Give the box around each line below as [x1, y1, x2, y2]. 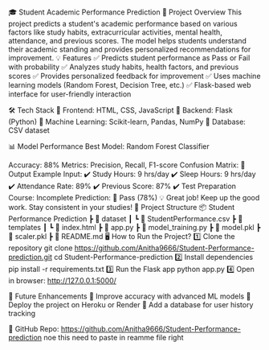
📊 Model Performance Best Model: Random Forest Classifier [8, 142, 210, 151]
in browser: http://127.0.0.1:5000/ [8, 276, 116, 285]
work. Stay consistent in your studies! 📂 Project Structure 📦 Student [8, 203, 235, 212]
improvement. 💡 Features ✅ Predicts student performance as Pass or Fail [8, 53, 251, 63]
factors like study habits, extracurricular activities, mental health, [8, 27, 222, 37]
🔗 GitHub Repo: [8, 324, 59, 333]
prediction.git [8, 253, 52, 261]
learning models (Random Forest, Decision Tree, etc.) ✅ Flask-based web [8, 80, 251, 89]
